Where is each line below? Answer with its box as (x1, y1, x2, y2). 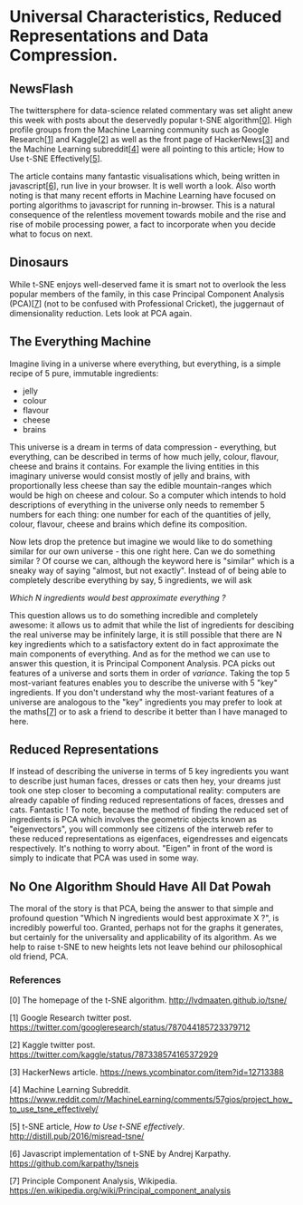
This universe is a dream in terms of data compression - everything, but (9, 442, 277, 452)
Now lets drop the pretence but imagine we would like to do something (9, 536, 273, 547)
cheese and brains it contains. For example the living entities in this (9, 461, 260, 471)
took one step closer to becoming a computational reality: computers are (9, 785, 281, 796)
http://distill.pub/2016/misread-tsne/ (9, 1131, 145, 1142)
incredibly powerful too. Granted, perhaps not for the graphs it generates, (9, 922, 284, 933)
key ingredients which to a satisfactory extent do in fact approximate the (9, 638, 279, 649)
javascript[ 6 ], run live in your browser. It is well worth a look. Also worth (9, 180, 276, 191)
